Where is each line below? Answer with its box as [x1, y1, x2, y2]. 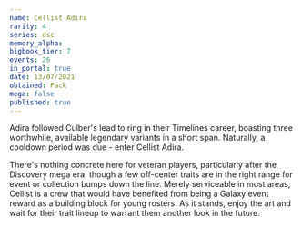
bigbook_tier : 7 [9, 47, 71, 56]
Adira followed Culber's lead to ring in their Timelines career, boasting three [9, 123, 294, 133]
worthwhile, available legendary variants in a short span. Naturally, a [9, 133, 266, 143]
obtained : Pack [9, 81, 67, 90]
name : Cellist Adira [9, 13, 88, 23]
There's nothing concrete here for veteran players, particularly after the [9, 160, 277, 171]
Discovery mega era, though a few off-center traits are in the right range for [9, 169, 293, 180]
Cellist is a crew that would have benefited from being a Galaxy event [9, 188, 269, 200]
